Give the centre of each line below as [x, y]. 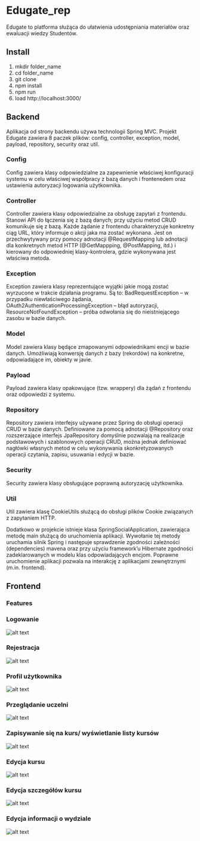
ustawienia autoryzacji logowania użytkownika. [64, 185]
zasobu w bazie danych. [36, 318]
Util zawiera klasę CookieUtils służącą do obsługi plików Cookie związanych [100, 511]
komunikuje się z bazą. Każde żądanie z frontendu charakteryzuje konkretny [100, 226]
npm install [28, 85]
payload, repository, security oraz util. [53, 144]
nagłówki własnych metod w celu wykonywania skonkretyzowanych [90, 448]
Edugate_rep [39, 10]
